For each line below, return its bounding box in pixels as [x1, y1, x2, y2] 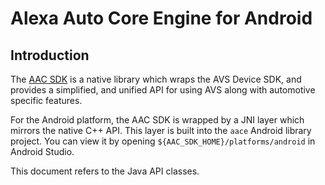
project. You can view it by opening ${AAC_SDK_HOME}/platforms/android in [10, 135, 316, 147]
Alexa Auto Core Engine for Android [10, 7, 313, 30]
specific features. [10, 95, 83, 106]
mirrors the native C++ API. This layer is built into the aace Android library [10, 125, 312, 136]
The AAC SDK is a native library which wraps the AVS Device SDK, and [10, 73, 302, 85]
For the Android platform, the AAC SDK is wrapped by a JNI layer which [10, 114, 305, 126]
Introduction [10, 47, 90, 64]
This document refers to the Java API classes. [10, 165, 200, 177]
